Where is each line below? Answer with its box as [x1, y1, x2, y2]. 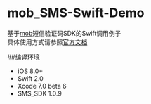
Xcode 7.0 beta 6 [17, 82, 67, 90]
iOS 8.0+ [17, 67, 44, 75]
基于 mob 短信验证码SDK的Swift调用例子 [7, 29, 122, 37]
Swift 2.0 [17, 74, 44, 82]
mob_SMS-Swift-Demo [7, 5, 145, 21]
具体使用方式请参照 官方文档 [7, 37, 88, 46]
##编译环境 [7, 53, 40, 61]
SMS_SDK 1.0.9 [17, 89, 62, 98]
